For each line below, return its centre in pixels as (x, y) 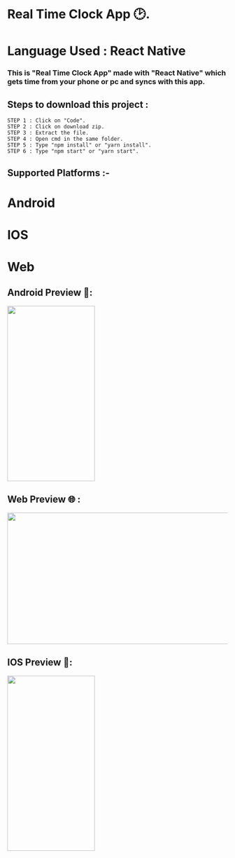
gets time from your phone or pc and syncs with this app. (106, 82)
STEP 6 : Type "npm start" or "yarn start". (73, 151)
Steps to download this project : (78, 104)
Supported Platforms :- (59, 173)
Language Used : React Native (97, 51)
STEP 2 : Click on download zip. (56, 127)
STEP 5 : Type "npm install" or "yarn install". (79, 145)
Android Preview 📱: (50, 293)
